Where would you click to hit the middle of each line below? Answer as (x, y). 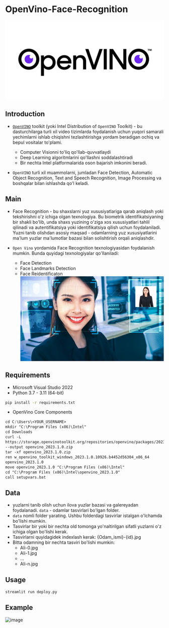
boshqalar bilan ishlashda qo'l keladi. (51, 183)
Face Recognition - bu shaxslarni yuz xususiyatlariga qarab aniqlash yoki (88, 211)
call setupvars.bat (26, 477)
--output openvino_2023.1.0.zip (39, 447)
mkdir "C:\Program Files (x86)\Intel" (46, 427)
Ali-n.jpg (29, 564)
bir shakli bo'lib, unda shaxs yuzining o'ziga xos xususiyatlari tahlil (81, 222)
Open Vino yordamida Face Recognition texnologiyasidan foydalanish (83, 247)
